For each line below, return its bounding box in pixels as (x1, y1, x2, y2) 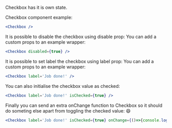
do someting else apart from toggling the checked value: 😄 (5, 107, 131, 114)
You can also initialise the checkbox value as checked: (5, 83, 120, 89)
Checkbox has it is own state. (5, 5, 68, 10)
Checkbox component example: (5, 14, 73, 20)
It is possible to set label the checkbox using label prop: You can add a (5, 58, 154, 64)
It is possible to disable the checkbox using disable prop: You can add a (5, 33, 157, 40)
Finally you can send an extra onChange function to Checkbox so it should (5, 102, 163, 108)
